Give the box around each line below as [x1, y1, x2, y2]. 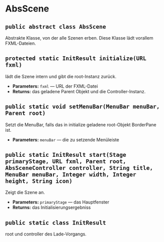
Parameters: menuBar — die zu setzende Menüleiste [12, 136, 119, 143]
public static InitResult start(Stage [5, 151, 126, 158]
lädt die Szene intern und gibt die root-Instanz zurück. [5, 73, 116, 79]
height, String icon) [5, 177, 72, 185]
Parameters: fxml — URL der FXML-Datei [12, 83, 98, 89]
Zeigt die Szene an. [5, 189, 45, 195]
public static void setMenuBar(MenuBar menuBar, [5, 103, 160, 110]
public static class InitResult [5, 219, 106, 226]
